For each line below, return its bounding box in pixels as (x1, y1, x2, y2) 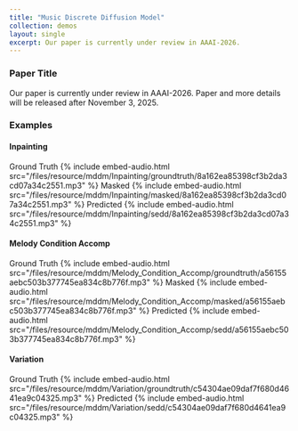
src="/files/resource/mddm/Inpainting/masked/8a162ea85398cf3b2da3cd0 (9, 189, 287, 200)
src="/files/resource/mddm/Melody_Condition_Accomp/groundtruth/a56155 (9, 267, 287, 278)
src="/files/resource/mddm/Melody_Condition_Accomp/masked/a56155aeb (9, 296, 286, 306)
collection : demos (9, 21, 77, 30)
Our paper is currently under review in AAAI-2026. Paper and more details (9, 87, 281, 98)
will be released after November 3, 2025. (9, 97, 159, 108)
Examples (9, 119, 53, 132)
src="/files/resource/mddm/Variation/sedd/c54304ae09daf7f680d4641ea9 (9, 403, 286, 413)
